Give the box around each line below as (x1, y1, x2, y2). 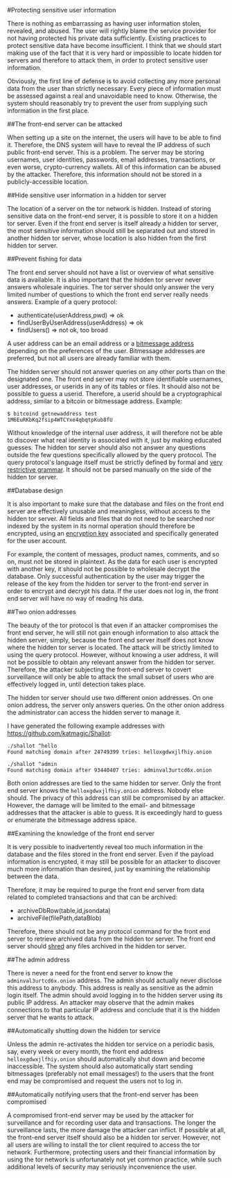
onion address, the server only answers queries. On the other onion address (7, 701, 225, 709)
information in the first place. (7, 107, 90, 114)
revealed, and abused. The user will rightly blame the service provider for (7, 27, 217, 35)
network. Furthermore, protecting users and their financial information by (7, 1148, 216, 1156)
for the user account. (7, 537, 67, 545)
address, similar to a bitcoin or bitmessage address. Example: (7, 397, 183, 405)
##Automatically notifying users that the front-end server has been (7, 1091, 199, 1098)
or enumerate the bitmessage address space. (7, 816, 137, 824)
